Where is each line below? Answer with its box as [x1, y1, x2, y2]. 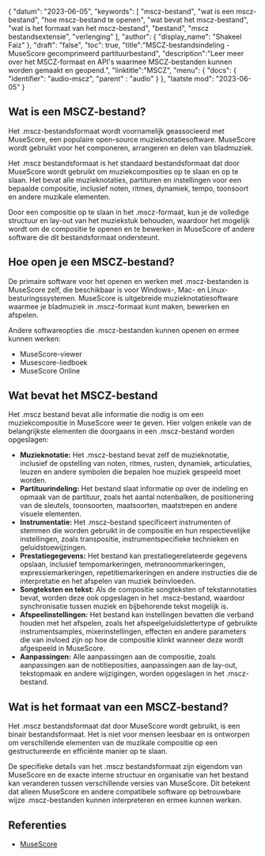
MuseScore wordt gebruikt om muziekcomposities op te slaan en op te [8, 166, 239, 176]
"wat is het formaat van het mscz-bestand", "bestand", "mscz [8, 24, 210, 32]
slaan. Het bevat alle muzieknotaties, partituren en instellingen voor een [8, 175, 242, 184]
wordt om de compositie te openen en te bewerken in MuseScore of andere [8, 224, 256, 233]
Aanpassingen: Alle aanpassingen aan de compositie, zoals [19, 652, 216, 661]
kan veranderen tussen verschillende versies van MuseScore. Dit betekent [8, 778, 251, 788]
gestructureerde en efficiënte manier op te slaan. [8, 747, 168, 756]
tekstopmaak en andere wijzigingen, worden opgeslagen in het [19, 669, 225, 679]
